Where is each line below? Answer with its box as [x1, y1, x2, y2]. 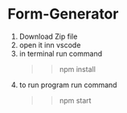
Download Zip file [18, 31, 78, 41]
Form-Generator [7, 5, 119, 23]
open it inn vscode [18, 40, 81, 49]
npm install [59, 64, 96, 73]
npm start [59, 95, 92, 105]
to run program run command [18, 80, 117, 90]
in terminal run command [18, 48, 102, 58]
